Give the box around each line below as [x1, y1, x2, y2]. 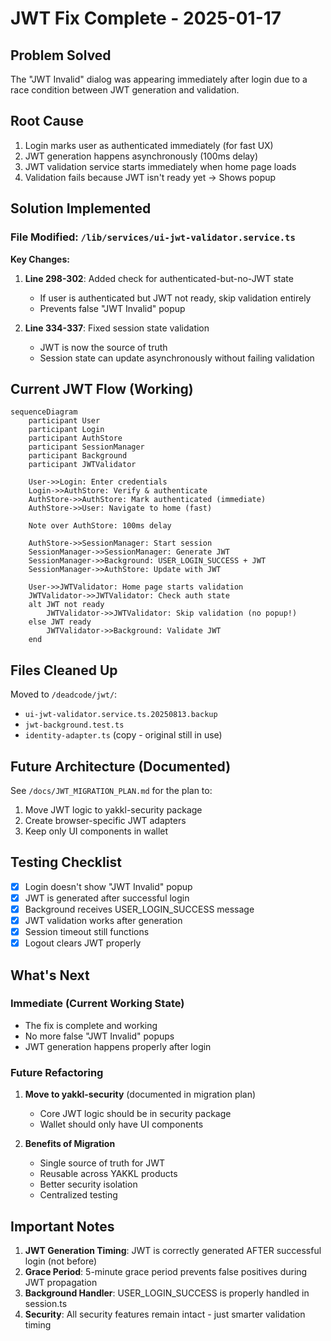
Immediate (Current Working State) [10, 997, 185, 1011]
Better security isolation [39, 1178, 138, 1191]
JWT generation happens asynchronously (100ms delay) [24, 150, 258, 162]
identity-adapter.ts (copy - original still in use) [24, 729, 223, 741]
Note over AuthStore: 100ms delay [28, 521, 172, 531]
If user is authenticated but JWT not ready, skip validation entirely [39, 292, 312, 304]
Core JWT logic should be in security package [39, 1108, 232, 1120]
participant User [28, 416, 101, 426]
